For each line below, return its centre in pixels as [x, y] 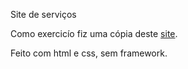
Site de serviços [43, 14]
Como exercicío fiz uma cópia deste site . [94, 33]
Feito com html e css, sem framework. [89, 53]
